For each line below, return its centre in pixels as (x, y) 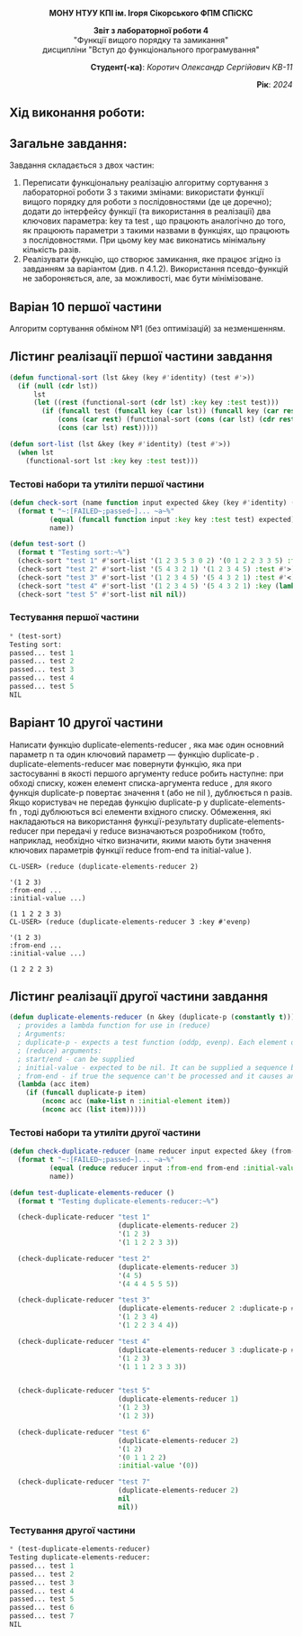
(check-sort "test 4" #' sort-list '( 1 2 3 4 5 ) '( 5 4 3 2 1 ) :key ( (148, 586)
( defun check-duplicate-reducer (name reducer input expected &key (138, 1152)
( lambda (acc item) (54, 1084)
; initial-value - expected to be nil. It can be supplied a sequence (152, 1067)
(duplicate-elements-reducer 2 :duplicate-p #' (209, 1309)
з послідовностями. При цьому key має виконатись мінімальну (144, 240)
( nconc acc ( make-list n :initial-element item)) (136, 1101)
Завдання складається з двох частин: (82, 165)
